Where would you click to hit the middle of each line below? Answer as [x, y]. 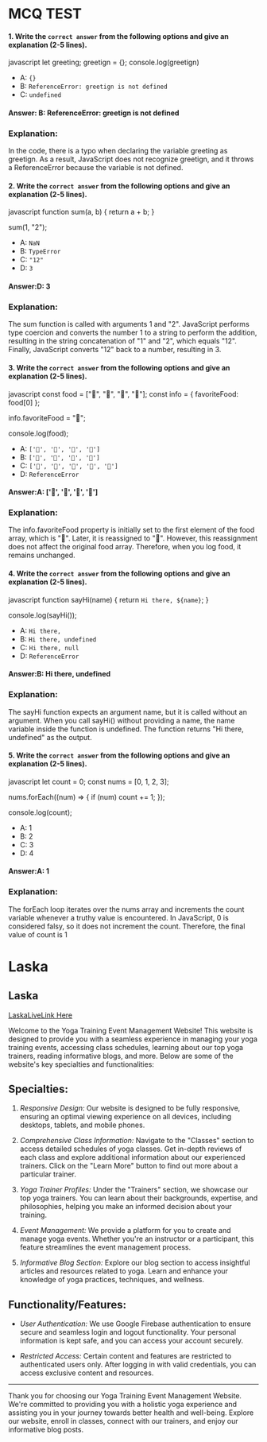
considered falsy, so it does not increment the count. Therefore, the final [127, 926]
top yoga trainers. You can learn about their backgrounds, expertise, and [139, 1198]
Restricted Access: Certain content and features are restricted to [126, 1356]
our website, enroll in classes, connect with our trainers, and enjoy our [123, 1421]
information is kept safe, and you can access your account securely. [132, 1341]
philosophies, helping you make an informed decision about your [126, 1207]
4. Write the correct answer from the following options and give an [119, 574]
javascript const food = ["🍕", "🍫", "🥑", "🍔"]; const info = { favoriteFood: [124, 393]
